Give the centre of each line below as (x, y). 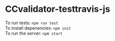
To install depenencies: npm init (38, 28)
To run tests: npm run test (32, 23)
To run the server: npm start (34, 33)
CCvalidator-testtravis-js (57, 9)
